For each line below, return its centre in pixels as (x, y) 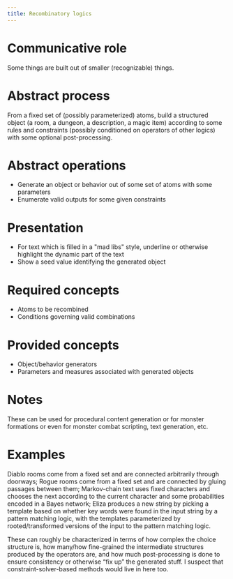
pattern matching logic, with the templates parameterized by (94, 519)
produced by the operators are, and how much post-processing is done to (114, 555)
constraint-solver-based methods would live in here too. (88, 569)
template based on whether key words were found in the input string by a (113, 511)
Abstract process (59, 96)
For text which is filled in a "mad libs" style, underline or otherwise (113, 247)
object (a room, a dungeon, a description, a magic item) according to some (115, 122)
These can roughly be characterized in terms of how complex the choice (112, 540)
